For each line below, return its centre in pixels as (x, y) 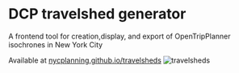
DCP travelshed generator (97, 14)
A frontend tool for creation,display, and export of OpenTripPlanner (120, 36)
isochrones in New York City (56, 44)
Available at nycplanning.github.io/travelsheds (85, 60)
